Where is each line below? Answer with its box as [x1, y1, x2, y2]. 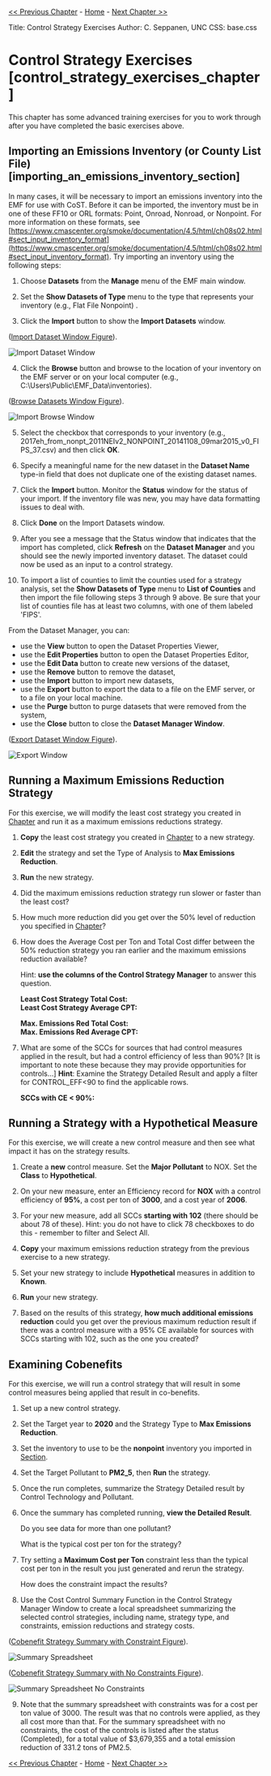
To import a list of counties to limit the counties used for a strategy [19, 575, 242, 585]
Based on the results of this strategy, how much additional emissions [19, 1308, 253, 1318]
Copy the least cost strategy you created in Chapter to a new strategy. [19, 832, 256, 842]
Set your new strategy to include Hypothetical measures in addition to [19, 1268, 256, 1278]
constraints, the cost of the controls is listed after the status [19, 1726, 219, 1735]
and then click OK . [57, 445, 120, 454]
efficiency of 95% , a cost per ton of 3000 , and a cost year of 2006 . [19, 1195, 248, 1205]
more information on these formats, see [8, 217, 141, 226]
